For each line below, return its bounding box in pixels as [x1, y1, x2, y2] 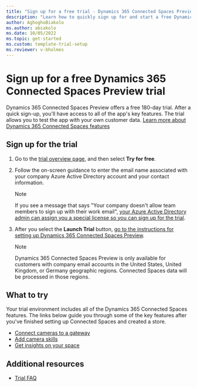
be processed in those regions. [14, 273, 90, 280]
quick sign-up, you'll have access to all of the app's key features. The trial [6, 110, 185, 117]
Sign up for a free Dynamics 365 [6, 72, 167, 85]
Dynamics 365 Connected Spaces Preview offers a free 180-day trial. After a [6, 104, 191, 111]
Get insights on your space [14, 342, 80, 349]
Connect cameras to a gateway [14, 330, 90, 337]
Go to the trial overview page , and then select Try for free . [14, 155, 157, 162]
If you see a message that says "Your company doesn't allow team [14, 202, 176, 209]
